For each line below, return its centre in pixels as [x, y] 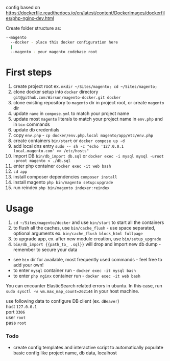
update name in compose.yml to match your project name [71, 114]
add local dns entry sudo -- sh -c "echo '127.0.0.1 [68, 146]
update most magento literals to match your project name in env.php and [88, 119]
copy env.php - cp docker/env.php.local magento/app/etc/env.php [83, 136]
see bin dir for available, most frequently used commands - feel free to [88, 260]
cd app [20, 172]
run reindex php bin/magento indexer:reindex [61, 188]
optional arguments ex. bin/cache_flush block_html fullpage [78, 233]
